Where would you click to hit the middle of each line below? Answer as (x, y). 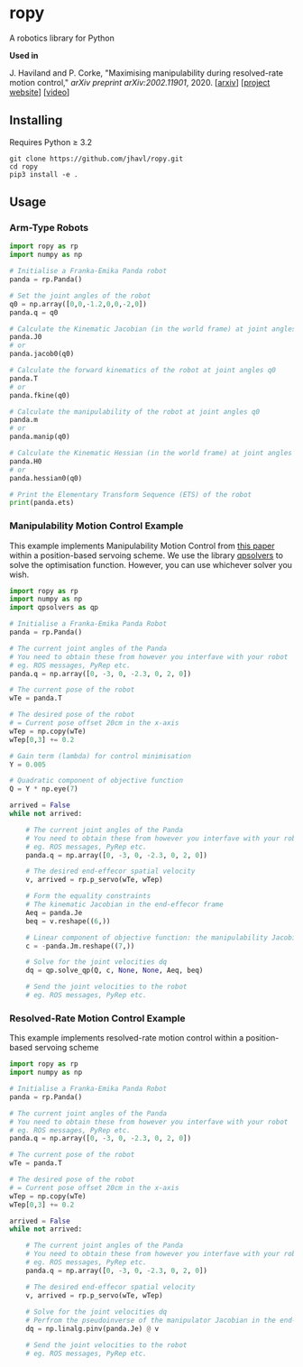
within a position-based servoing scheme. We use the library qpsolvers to (147, 555)
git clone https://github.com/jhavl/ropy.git (96, 159)
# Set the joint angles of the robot (80, 296)
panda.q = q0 (34, 312)
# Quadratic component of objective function (96, 781)
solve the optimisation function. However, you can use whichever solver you (151, 564)
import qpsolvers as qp (54, 608)
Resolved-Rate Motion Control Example (97, 1018)
